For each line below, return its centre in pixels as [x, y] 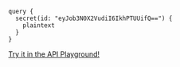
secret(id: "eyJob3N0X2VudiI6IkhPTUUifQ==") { [94, 18]
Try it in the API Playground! [54, 54]
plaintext [39, 26]
